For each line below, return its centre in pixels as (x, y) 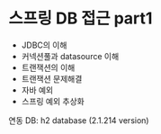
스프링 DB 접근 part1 (80, 18)
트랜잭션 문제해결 (52, 78)
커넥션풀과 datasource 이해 (70, 56)
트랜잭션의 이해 (48, 67)
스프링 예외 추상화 (53, 101)
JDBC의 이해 (44, 45)
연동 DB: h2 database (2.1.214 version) (79, 120)
